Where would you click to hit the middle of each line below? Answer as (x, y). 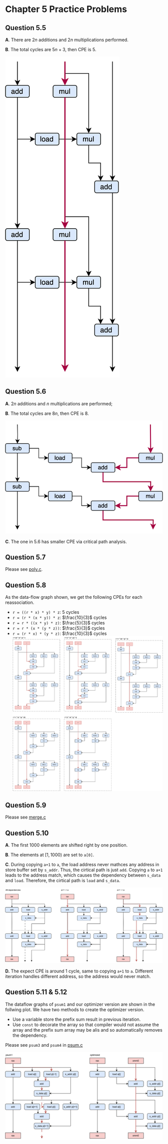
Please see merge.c (25, 817)
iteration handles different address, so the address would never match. (78, 976)
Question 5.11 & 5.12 (36, 992)
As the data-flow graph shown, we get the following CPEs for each (74, 597)
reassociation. (20, 602)
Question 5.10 (27, 833)
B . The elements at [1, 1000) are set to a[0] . (50, 855)
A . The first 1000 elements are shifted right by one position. (66, 845)
